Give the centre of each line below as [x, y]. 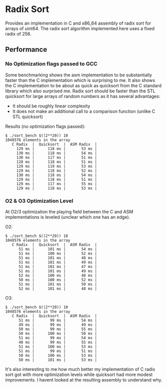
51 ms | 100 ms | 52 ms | [58, 253]
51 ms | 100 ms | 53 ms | [58, 347]
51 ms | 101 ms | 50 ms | [58, 284]
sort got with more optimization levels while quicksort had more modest [79, 374]
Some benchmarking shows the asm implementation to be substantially [79, 75]
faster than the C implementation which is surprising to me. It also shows [80, 80]
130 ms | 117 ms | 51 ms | [57, 157]
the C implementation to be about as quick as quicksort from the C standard [83, 85]
